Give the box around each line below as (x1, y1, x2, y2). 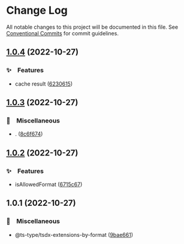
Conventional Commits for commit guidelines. (6, 29, 119, 36)
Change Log (6, 4, 68, 17)
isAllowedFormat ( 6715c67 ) (14, 181, 83, 188)
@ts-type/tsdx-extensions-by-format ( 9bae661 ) (14, 231, 134, 238)
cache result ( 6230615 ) (14, 80, 73, 87)
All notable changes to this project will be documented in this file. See (6, 23, 179, 30)
